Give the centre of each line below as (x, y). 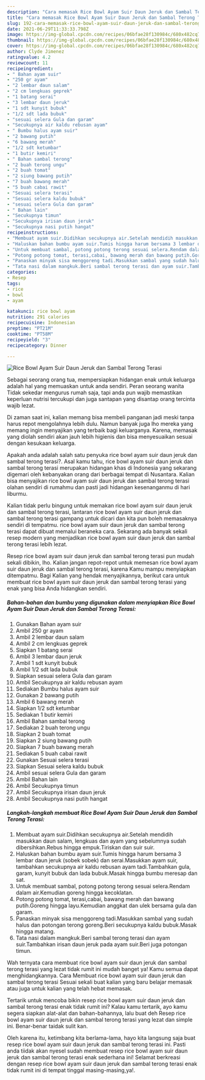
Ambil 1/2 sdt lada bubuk (47, 669)
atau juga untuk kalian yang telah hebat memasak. (70, 989)
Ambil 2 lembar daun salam (50, 637)
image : (15, 35)
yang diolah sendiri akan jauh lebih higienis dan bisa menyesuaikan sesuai (100, 437)
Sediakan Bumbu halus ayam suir (57, 689)
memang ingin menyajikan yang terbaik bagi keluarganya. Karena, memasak (102, 430)
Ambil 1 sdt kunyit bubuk (47, 663)
